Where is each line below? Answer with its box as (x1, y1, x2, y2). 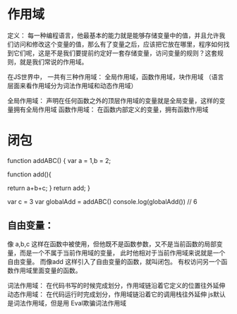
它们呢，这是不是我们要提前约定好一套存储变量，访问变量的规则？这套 (13, 49, 217, 57)
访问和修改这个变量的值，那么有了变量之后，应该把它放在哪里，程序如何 (13, 40, 224, 48)
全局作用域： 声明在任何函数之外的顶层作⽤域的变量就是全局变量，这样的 (7, 96, 219, 104)
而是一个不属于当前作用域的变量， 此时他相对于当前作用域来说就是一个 (19, 248, 226, 257)
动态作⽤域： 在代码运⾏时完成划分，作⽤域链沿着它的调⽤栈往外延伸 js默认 (7, 290, 226, 298)
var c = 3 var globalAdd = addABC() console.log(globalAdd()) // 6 (7, 197, 197, 205)
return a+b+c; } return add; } (7, 183, 90, 192)
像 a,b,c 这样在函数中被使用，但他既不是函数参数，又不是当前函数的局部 (7, 239, 217, 248)
